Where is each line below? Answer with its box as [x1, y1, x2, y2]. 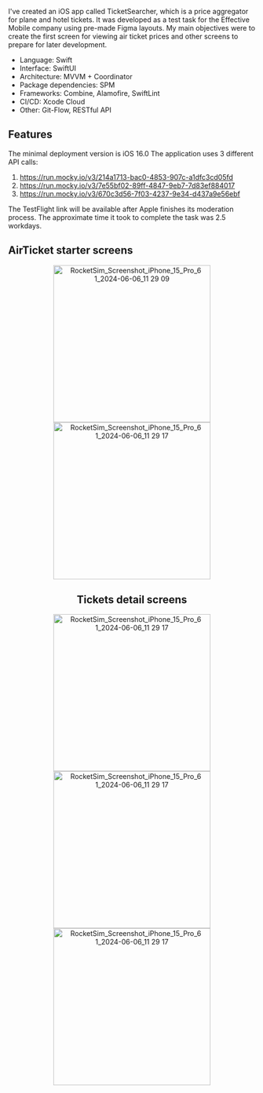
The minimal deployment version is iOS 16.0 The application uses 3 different [8, 148, 254, 158]
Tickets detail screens [76, 593, 188, 607]
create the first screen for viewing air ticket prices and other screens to [8, 31, 239, 41]
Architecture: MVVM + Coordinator [19, 72, 133, 81]
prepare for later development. [8, 40, 108, 49]
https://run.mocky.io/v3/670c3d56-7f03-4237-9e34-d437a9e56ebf [19, 188, 241, 199]
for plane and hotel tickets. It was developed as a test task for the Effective [8, 15, 250, 24]
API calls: [8, 157, 38, 166]
